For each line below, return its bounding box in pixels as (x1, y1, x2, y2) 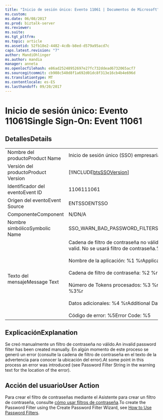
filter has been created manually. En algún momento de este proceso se (5, 346, 149, 352)
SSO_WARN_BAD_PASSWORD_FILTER (68, 225, 155, 231)
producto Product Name (7, 154, 62, 161)
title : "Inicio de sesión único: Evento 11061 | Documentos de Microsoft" (5, 7, 160, 12)
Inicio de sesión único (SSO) (68, 152, 133, 158)
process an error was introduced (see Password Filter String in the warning (5, 362, 155, 368)
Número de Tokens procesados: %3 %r (68, 281, 159, 288)
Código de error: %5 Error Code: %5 (68, 312, 151, 319)
